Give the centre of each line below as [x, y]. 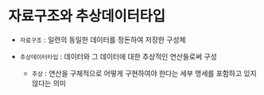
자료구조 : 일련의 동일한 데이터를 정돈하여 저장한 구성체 [103, 40]
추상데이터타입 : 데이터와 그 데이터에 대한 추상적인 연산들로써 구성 [118, 56]
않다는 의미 [49, 83]
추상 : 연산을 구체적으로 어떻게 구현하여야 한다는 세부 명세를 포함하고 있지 [144, 73]
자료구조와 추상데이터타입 [87, 16]
